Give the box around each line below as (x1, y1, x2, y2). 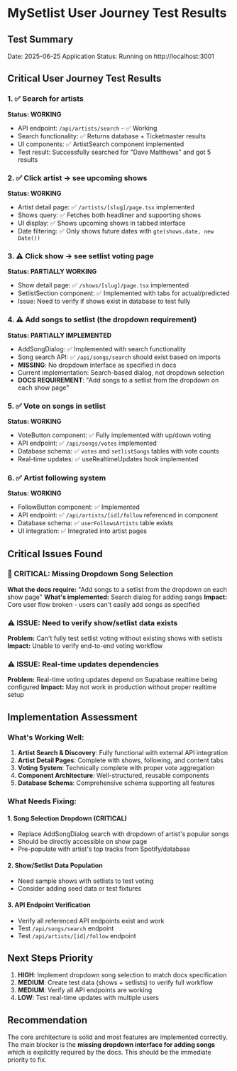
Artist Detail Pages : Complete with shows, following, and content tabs (17, 756, 224, 764)
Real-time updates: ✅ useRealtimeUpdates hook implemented (17, 454, 199, 463)
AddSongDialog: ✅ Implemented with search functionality (17, 344, 187, 353)
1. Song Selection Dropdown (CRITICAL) (7, 814, 128, 823)
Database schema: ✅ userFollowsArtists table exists (17, 519, 174, 527)
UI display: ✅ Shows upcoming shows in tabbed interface (17, 219, 186, 227)
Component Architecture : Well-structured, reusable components (17, 771, 209, 780)
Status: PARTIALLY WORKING (7, 268, 97, 276)
